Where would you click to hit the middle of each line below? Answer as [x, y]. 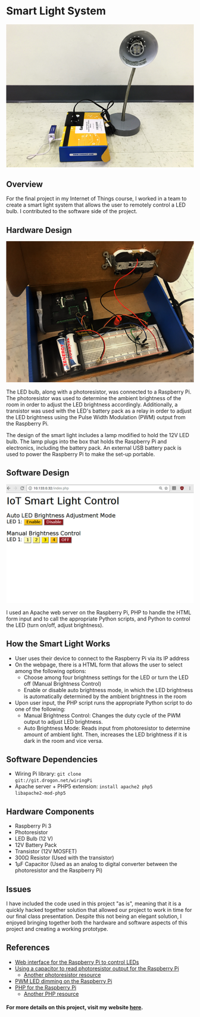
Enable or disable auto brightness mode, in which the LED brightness [108, 690]
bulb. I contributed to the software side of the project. [72, 211]
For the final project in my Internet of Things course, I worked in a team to [96, 199]
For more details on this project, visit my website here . [75, 1007]
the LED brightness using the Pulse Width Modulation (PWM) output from [96, 417]
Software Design [38, 473]
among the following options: [50, 671]
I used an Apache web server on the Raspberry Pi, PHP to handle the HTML [99, 612]
